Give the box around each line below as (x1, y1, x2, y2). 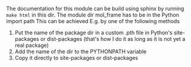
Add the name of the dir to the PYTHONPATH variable (14, 48, 147, 55)
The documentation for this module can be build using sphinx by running (6, 5, 184, 12)
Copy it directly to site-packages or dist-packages (14, 55, 139, 61)
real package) (14, 42, 49, 49)
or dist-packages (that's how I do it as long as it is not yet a (40, 36, 186, 42)
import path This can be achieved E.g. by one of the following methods (6, 18, 180, 24)
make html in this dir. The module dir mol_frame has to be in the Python (6, 11, 180, 18)
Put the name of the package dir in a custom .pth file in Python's (14, 29, 173, 36)
